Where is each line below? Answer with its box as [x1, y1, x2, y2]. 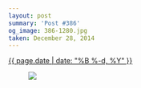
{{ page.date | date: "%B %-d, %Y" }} [8, 56, 133, 66]
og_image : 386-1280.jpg [8, 26, 88, 34]
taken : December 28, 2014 [8, 34, 95, 42]
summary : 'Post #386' [8, 19, 81, 27]
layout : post [8, 11, 52, 20]
